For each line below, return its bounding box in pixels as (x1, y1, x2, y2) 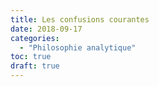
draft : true (10, 61, 60, 71)
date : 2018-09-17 (10, 24, 83, 34)
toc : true (10, 52, 52, 62)
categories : (10, 33, 60, 43)
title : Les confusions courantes (10, 14, 150, 25)
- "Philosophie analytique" (19, 42, 137, 53)
